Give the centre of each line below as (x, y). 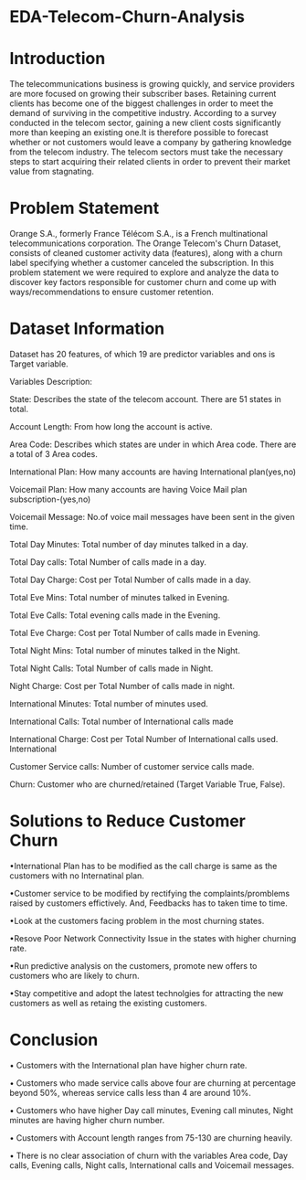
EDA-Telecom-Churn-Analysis (127, 17)
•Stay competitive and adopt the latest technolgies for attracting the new (147, 993)
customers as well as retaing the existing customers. (108, 1003)
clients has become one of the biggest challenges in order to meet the (142, 103)
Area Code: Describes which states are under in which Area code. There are (153, 444)
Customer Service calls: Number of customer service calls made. (132, 766)
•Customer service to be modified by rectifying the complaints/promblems (150, 893)
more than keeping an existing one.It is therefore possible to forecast (139, 133)
